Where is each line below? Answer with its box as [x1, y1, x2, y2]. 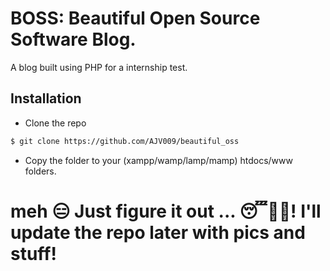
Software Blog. [10, 28, 137, 51]
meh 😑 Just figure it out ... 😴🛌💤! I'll [10, 200, 322, 222]
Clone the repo [24, 117, 87, 129]
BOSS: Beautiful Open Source [10, 7, 261, 30]
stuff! [10, 242, 57, 265]
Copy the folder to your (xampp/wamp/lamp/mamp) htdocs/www [24, 154, 293, 166]
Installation [10, 90, 82, 107]
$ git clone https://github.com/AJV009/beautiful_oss [10, 136, 240, 146]
